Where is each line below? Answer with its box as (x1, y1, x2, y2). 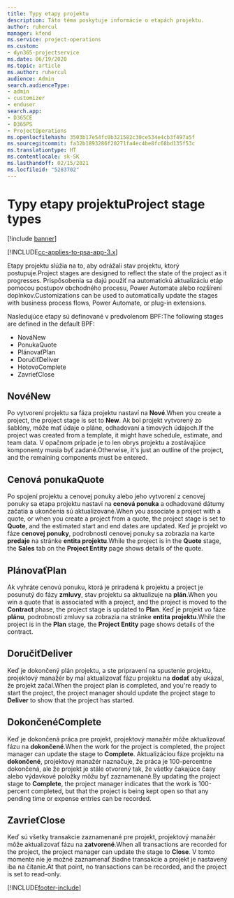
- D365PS (7, 120, 33, 128)
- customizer (7, 95, 45, 102)
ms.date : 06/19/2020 (7, 56, 68, 63)
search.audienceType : (7, 82, 71, 89)
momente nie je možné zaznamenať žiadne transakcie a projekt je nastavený (7, 855, 228, 864)
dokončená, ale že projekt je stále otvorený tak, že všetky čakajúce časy (7, 765, 217, 773)
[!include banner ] (7, 234, 57, 242)
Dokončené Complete (7, 716, 102, 728)
